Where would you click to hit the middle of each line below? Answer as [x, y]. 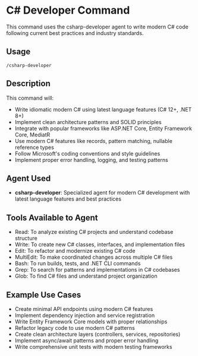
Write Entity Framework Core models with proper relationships [91, 322]
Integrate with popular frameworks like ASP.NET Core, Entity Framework [103, 128]
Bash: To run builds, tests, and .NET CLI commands [78, 263]
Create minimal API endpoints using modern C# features [84, 309]
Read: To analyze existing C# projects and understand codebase [94, 232]
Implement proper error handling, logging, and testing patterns [91, 160]
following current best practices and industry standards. [75, 33]
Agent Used [29, 178]
